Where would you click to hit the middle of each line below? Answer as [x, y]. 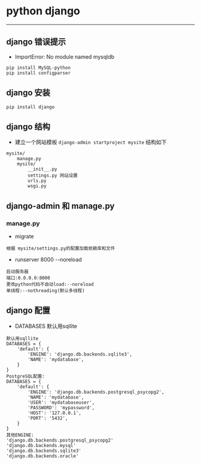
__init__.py [43, 169]
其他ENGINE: [20, 435]
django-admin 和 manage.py [60, 206]
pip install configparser [38, 73]
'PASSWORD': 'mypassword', [61, 408]
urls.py [37, 181]
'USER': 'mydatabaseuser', [61, 402]
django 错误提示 [36, 42]
